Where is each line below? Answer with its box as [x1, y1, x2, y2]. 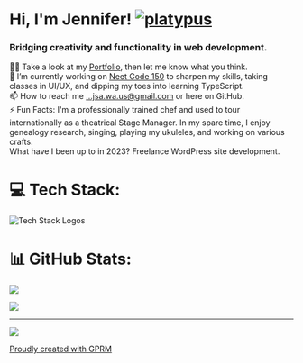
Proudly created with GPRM [9, 343, 113, 355]
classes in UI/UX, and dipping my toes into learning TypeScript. [9, 81, 245, 92]
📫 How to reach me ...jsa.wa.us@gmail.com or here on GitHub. [9, 91, 245, 102]
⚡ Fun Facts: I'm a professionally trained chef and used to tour [9, 104, 241, 115]
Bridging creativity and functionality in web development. [9, 41, 268, 54]
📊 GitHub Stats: [9, 249, 133, 269]
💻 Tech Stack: [9, 179, 121, 200]
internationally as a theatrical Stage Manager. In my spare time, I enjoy [9, 117, 271, 128]
